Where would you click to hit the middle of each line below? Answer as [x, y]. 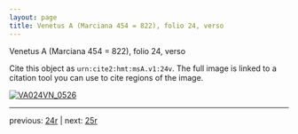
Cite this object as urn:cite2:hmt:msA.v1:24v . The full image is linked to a [143, 68]
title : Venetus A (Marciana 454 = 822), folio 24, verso [117, 26]
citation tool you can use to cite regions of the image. [106, 77]
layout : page [33, 17]
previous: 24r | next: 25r [53, 120]
